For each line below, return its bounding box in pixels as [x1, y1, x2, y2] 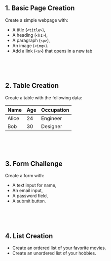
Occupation [41, 106, 70, 113]
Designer [41, 123, 63, 130]
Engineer [41, 115, 62, 122]
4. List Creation [5, 232, 53, 240]
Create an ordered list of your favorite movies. [12, 245, 106, 251]
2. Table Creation [5, 81, 59, 90]
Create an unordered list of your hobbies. [12, 250, 96, 256]
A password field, [12, 193, 48, 199]
